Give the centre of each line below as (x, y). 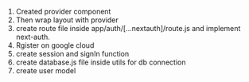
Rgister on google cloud (55, 45)
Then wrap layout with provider (67, 20)
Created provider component (63, 12)
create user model (46, 70)
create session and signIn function (72, 54)
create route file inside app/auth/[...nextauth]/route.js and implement (128, 28)
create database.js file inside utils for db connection (101, 62)
